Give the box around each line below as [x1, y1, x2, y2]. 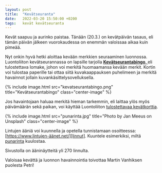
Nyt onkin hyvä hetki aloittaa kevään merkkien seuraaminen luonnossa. [5, 54, 147, 60]
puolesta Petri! [5, 162, 35, 168]
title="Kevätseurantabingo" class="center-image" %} [5, 89, 112, 95]
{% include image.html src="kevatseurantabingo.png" [5, 84, 113, 90]
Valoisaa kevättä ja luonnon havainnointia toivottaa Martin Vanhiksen [5, 157, 143, 163]
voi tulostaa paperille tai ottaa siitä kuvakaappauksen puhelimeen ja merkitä [5, 69, 157, 76]
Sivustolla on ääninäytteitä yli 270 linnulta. [5, 148, 89, 154]
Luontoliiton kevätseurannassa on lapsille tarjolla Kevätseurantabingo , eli [5, 59, 152, 65]
